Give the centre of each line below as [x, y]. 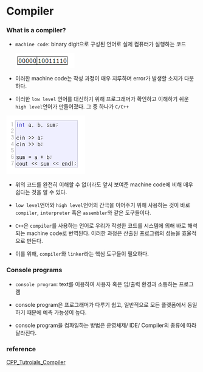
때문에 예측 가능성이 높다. [57, 312]
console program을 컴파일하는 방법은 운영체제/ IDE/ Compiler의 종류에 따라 [106, 325]
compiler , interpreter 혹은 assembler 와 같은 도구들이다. [83, 213]
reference [21, 349]
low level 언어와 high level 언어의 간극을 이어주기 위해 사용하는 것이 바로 [102, 205]
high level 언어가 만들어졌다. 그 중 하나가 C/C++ [72, 107]
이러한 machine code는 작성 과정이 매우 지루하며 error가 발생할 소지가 [99, 79]
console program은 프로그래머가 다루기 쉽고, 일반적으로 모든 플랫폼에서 [101, 304]
